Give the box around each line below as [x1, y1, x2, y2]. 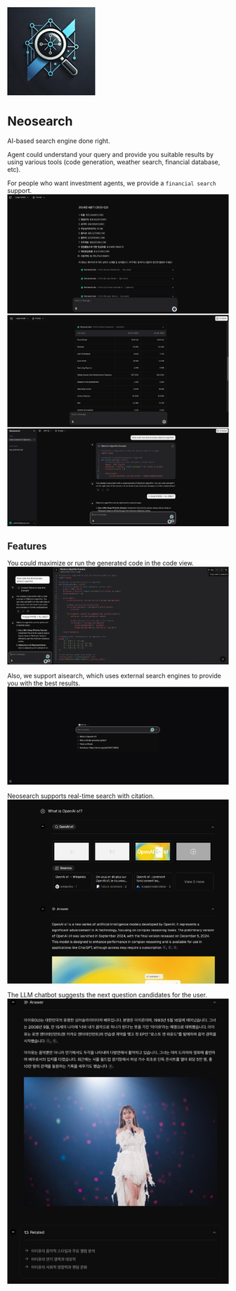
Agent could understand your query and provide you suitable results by [7, 150, 214, 158]
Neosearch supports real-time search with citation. [7, 792, 155, 800]
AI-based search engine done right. [7, 137, 110, 145]
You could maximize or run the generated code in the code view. [7, 559, 195, 568]
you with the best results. [7, 679, 81, 687]
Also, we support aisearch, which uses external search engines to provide [7, 672, 221, 680]
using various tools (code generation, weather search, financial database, [7, 158, 221, 166]
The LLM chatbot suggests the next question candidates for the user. [7, 990, 207, 999]
